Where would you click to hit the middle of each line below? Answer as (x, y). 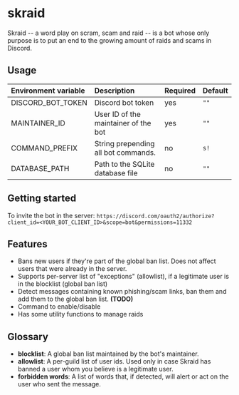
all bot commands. (125, 153)
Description (115, 91)
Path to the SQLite (124, 164)
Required (180, 91)
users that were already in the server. (72, 269)
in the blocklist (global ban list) (63, 284)
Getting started (42, 199)
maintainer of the (123, 123)
